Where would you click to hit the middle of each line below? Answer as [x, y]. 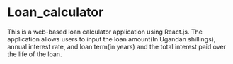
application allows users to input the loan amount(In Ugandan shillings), [112, 39]
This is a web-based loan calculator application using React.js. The [105, 32]
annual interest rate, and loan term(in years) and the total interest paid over [117, 46]
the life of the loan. [35, 54]
